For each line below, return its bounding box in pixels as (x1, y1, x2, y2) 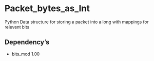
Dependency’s (4, 38, 50, 46)
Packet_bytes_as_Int (4, 3, 90, 14)
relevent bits (4, 24, 30, 30)
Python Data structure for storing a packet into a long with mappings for (4, 19, 149, 25)
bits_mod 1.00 (11, 51, 40, 57)
